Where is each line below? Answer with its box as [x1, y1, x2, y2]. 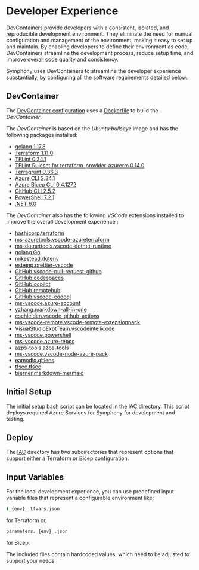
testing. [6, 415, 25, 422]
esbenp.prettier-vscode [14, 261, 73, 269]
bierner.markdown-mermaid [14, 369, 85, 376]
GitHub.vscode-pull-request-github [14, 267, 102, 275]
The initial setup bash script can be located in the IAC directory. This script [6, 403, 189, 410]
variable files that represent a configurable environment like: [6, 495, 154, 502]
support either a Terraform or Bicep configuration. [6, 455, 129, 462]
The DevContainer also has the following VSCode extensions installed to [6, 211, 184, 219]
